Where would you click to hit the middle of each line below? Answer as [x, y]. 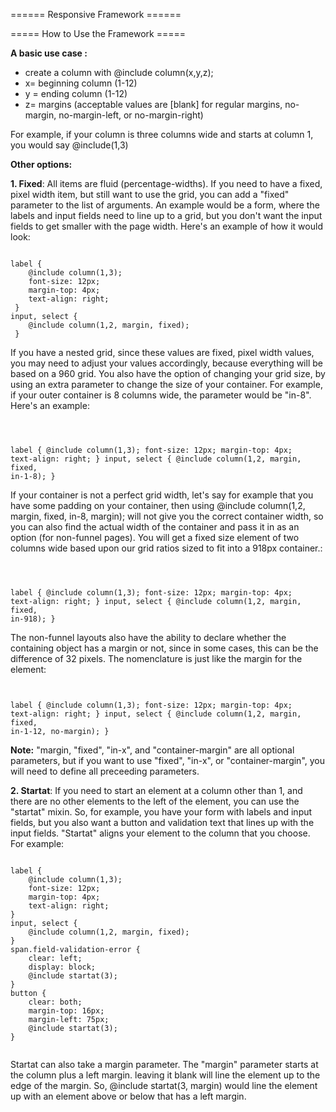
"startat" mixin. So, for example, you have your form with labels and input [161, 812]
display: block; [62, 967]
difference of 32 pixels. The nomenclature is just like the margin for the [156, 658]
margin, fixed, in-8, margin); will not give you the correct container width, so [167, 516]
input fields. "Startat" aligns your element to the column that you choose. [160, 833]
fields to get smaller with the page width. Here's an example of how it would [166, 226]
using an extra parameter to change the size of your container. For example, [166, 384]
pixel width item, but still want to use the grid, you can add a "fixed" [150, 194]
